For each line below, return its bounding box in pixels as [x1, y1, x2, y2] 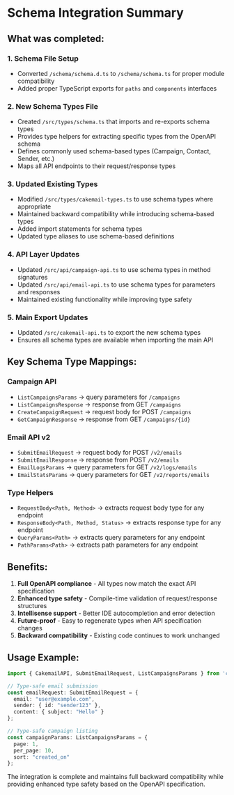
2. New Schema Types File [7, 101, 99, 111]
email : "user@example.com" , [13, 695, 95, 702]
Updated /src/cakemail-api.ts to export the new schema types [17, 328, 201, 337]
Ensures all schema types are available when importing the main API [17, 336, 214, 344]
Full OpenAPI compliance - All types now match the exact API [17, 580, 196, 588]
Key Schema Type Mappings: [7, 356, 137, 368]
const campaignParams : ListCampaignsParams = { [7, 734, 148, 741]
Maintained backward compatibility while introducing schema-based [17, 210, 214, 218]
